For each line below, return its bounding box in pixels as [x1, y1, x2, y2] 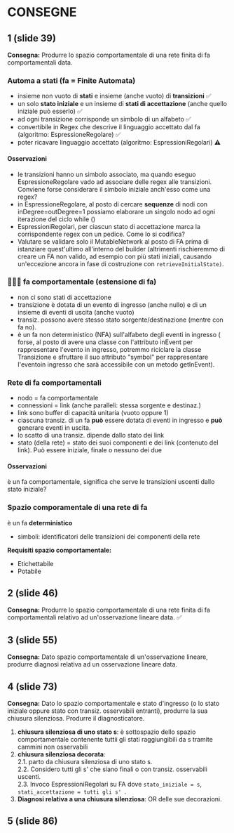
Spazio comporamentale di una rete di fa [7, 503, 148, 513]
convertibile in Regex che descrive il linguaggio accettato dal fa [17, 123, 201, 131]
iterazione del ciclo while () [17, 215, 96, 223]
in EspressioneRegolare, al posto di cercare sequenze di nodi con [17, 199, 208, 208]
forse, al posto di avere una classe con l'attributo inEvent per [17, 338, 193, 346]
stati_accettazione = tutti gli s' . [17, 787, 127, 796]
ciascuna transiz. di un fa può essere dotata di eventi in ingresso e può [17, 416, 223, 425]
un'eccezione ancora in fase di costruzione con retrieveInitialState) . [17, 259, 224, 268]
